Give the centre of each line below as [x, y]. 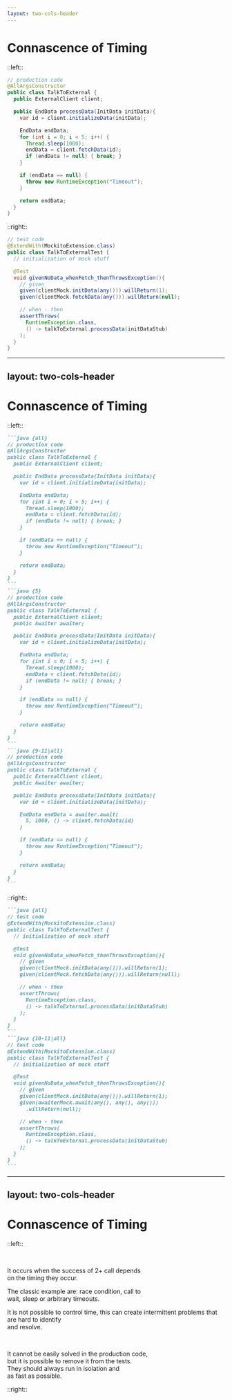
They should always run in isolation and [63, 1368]
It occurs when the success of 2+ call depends [74, 1270]
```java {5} [24, 591]
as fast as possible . [35, 1376]
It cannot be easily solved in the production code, [78, 1354]
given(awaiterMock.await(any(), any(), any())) [89, 1103]
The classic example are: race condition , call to [74, 1291]
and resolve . [25, 1327]
